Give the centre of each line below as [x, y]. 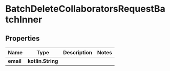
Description [78, 52]
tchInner [24, 20]
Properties [23, 38]
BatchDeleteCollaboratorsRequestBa [85, 9]
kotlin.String [43, 61]
